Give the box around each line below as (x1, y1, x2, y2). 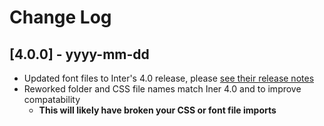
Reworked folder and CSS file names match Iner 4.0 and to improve (23, 83, 302, 95)
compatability (23, 94, 81, 105)
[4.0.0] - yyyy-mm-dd (9, 46, 150, 63)
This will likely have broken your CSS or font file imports (38, 104, 277, 116)
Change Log (9, 6, 112, 29)
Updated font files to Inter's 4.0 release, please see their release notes (23, 72, 315, 84)
